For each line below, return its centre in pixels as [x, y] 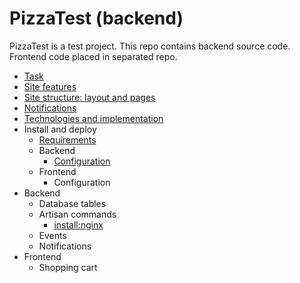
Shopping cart [68, 267]
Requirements [67, 139]
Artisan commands [77, 214]
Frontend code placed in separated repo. [93, 56]
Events [52, 235]
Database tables [72, 203]
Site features [50, 86]
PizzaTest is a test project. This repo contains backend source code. [150, 46]
